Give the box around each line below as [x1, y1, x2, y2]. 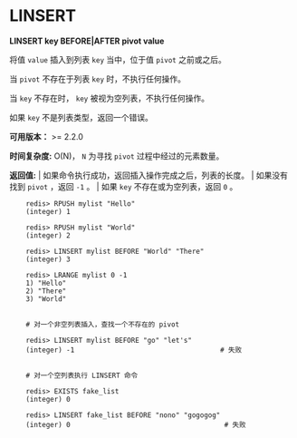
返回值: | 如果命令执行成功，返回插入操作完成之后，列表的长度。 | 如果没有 [9, 170, 288, 180]
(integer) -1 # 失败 [25, 346, 243, 355]
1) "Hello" [25, 278, 67, 287]
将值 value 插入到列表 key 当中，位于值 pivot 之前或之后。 [9, 54, 226, 64]
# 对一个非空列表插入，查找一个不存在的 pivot [25, 319, 179, 329]
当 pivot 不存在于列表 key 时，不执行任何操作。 [9, 73, 187, 84]
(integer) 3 [25, 255, 71, 264]
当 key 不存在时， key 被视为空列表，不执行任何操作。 [9, 92, 210, 103]
